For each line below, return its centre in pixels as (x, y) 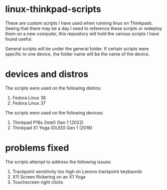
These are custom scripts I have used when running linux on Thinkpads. (79, 23)
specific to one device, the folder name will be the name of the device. (78, 54)
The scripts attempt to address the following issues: (58, 161)
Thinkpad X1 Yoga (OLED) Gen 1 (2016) (52, 127)
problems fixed (37, 148)
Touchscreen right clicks (38, 182)
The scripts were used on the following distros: (53, 88)
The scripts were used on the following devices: (54, 112)
